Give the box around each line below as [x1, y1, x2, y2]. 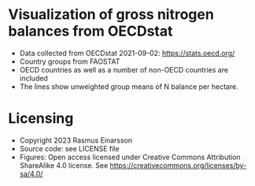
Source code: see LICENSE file [19, 143, 120, 153]
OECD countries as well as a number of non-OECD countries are [19, 65, 229, 74]
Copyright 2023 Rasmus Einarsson [19, 136, 132, 145]
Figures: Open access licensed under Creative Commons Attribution [19, 152, 242, 162]
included [19, 73, 49, 83]
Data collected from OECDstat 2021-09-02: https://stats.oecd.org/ [19, 48, 235, 58]
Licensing [8, 110, 74, 128]
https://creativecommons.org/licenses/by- [109, 160, 247, 170]
